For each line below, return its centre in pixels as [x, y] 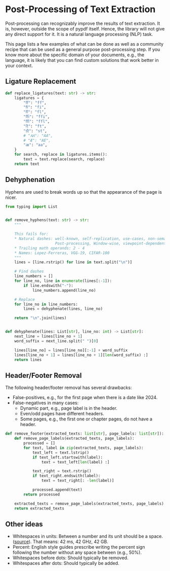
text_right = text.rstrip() [62, 471]
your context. [19, 65]
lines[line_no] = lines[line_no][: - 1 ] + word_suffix [71, 350]
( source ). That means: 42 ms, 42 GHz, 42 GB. [60, 542]
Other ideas [24, 524]
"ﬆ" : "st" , [35, 131]
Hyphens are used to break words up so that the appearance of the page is [83, 192]
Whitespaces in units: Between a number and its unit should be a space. [88, 537]
